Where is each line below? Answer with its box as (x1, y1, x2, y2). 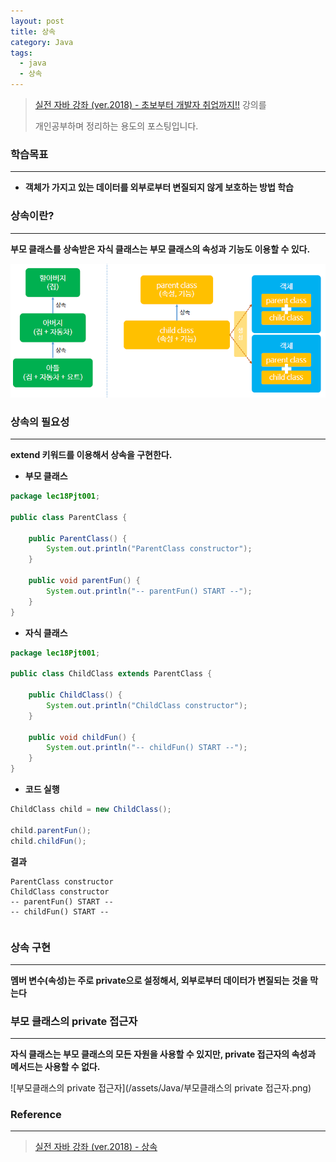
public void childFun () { (28, 732, 137, 742)
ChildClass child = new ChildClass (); (10, 805, 172, 815)
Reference (10, 1108, 62, 1122)
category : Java (10, 37, 74, 47)
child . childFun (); (10, 836, 87, 846)
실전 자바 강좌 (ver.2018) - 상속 (34, 1141, 158, 1153)
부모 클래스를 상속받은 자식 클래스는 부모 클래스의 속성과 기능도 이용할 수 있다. (10, 243, 311, 255)
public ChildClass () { (28, 690, 123, 700)
